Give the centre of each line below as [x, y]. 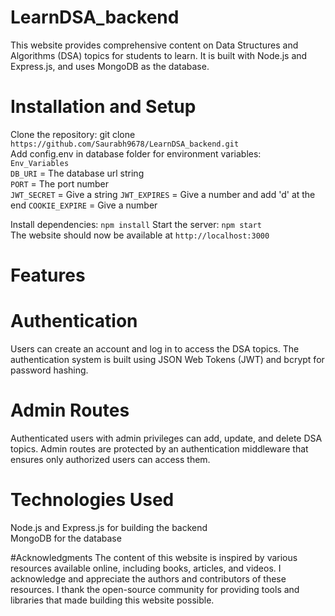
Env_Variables [40, 163]
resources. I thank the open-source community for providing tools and [155, 589]
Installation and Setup [103, 107]
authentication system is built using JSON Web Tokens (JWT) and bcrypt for [167, 359]
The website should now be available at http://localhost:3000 [140, 235]
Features [48, 275]
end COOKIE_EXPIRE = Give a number [84, 205]
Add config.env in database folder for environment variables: [136, 153]
